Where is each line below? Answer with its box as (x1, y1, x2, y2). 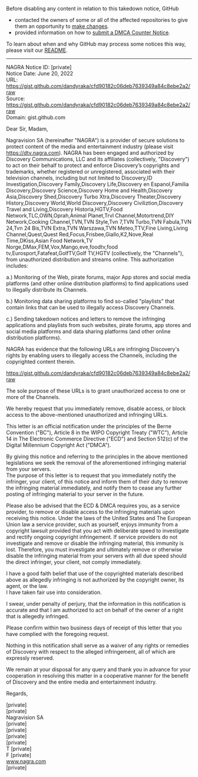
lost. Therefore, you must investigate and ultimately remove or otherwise (6, 546, 183, 553)
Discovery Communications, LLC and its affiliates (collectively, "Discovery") (6, 156, 190, 162)
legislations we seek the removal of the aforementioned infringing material (6, 459, 187, 466)
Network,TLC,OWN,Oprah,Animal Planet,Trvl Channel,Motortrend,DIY (6, 212, 174, 219)
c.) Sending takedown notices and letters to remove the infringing (6, 315, 166, 322)
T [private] (6, 745, 32, 752)
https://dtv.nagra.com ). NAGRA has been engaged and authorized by (6, 149, 174, 156)
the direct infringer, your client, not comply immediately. (6, 559, 142, 566)
